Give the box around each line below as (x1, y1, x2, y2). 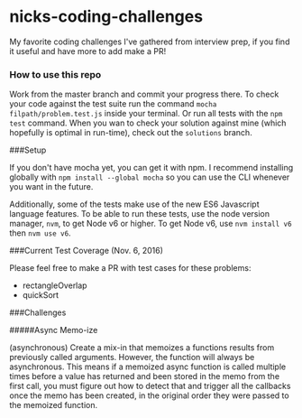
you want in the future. (9, 181, 94, 192)
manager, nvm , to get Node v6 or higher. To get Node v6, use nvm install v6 (9, 218, 292, 229)
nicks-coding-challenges (9, 6, 204, 27)
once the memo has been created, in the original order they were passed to (9, 390, 290, 401)
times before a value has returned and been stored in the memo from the (9, 371, 280, 382)
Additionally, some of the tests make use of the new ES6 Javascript (9, 199, 260, 209)
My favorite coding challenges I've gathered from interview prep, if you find (9, 36, 290, 47)
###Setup (9, 144, 47, 155)
